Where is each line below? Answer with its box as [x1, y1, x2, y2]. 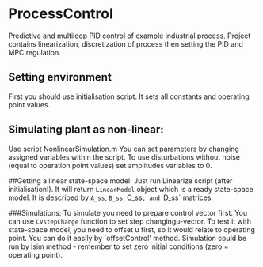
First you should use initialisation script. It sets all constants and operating [8, 92, 250, 101]
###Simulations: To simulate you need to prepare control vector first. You [8, 208, 248, 217]
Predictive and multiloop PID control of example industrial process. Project [8, 31, 251, 40]
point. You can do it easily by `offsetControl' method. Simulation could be [8, 233, 247, 243]
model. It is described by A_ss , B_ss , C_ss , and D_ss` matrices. [8, 193, 214, 202]
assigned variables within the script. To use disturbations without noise [8, 152, 240, 162]
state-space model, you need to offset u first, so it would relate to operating [8, 224, 256, 234]
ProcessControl [8, 5, 113, 23]
